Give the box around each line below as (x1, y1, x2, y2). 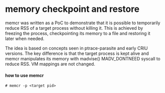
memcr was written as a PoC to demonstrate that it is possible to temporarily (5, 20, 161, 26)
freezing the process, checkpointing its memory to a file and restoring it (5, 30, 151, 36)
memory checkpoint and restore (5, 3, 139, 15)
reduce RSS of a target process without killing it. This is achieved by (5, 25, 143, 31)
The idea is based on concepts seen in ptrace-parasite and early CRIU (5, 45, 148, 51)
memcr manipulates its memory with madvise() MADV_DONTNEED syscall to (5, 55, 161, 61)
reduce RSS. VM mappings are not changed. (5, 61, 96, 67)
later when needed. (5, 36, 45, 42)
